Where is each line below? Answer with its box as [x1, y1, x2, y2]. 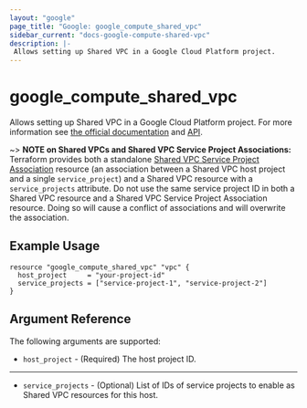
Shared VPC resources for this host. [22, 389, 158, 400]
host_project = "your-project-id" [17, 270, 166, 279]
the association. [9, 212, 69, 224]
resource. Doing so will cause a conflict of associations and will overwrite [9, 203, 286, 214]
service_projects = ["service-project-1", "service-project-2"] [17, 278, 268, 288]
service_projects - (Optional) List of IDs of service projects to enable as [22, 380, 295, 391]
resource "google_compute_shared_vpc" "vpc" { [9, 262, 190, 272]
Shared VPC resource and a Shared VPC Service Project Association [9, 193, 268, 204]
